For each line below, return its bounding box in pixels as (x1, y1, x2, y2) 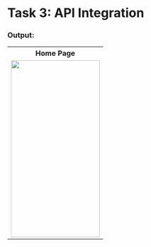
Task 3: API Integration (7, 5, 145, 21)
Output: (7, 30, 35, 40)
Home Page (35, 48, 76, 58)
